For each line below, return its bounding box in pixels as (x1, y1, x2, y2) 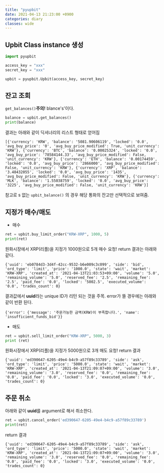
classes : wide (5, 21, 34, 26)
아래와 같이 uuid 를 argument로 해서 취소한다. (5, 408, 93, 414)
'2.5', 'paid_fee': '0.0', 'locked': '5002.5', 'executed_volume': (5, 279, 147, 284)
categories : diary (5, 16, 43, 21)
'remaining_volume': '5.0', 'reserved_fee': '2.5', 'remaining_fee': (5, 275, 151, 280)
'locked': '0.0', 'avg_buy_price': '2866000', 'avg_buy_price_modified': (5, 161, 160, 166)
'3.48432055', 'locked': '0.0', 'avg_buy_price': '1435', (5, 170, 127, 175)
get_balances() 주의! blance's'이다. (5, 105, 75, 111)
